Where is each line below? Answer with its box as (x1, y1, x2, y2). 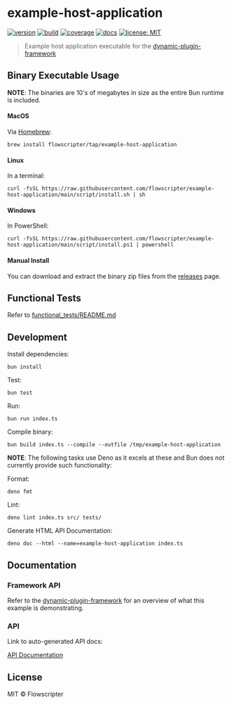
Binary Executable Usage (7, 70, 120, 82)
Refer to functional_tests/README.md (7, 311, 116, 319)
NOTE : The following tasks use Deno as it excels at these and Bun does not (7, 453, 225, 462)
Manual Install (7, 256, 50, 264)
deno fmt (7, 489, 33, 496)
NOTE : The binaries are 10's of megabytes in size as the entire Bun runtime (7, 88, 224, 96)
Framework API (7, 580, 61, 590)
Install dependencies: (7, 350, 69, 358)
